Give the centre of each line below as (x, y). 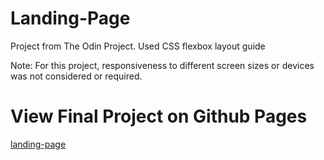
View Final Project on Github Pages (159, 116)
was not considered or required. (76, 76)
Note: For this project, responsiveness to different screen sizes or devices (162, 65)
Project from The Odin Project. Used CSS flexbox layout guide (138, 46)
